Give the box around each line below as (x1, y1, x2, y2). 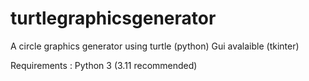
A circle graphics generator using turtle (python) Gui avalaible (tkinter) (10, 40, 300, 52)
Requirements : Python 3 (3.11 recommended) (10, 59, 198, 71)
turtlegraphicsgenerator (10, 7, 217, 30)
